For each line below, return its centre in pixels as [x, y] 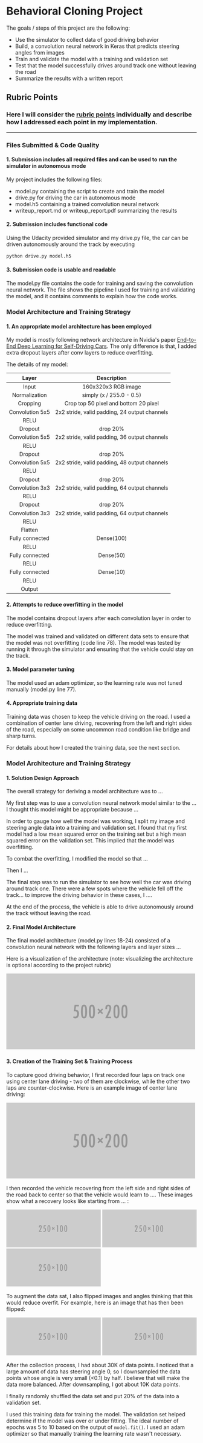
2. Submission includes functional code [57, 224]
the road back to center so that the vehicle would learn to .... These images [100, 1195]
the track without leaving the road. [49, 913]
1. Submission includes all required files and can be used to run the [92, 159]
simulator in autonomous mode [46, 166]
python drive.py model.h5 [39, 256]
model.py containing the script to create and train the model [90, 191]
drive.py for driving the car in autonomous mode [75, 198]
